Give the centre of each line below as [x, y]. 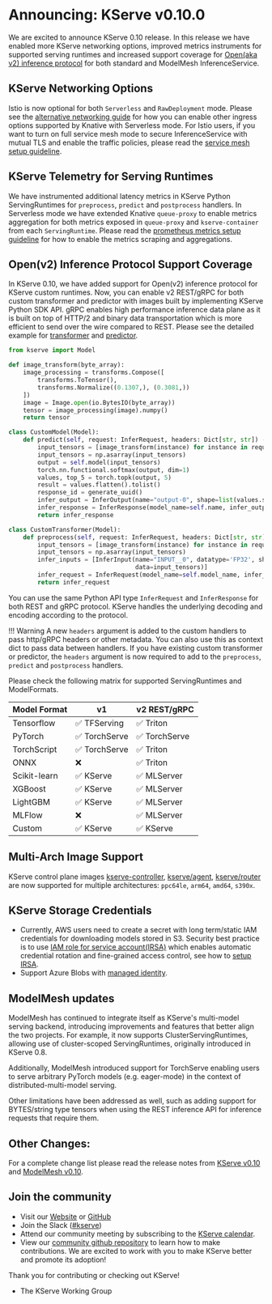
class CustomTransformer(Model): [65, 529]
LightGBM [32, 801]
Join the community [60, 1197]
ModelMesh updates [62, 998]
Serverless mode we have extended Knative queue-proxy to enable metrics [133, 213]
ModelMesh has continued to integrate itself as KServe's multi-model [124, 1018]
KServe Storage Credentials [80, 910]
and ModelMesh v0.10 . [46, 1172]
